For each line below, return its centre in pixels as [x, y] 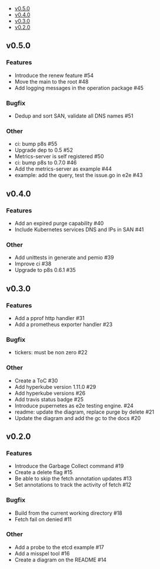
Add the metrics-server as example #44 [63, 169]
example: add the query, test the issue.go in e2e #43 [79, 175]
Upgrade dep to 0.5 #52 [44, 150]
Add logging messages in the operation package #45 [79, 88]
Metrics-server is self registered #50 [59, 157]
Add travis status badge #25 [49, 399]
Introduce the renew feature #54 [54, 75]
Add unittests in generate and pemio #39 [64, 258]
